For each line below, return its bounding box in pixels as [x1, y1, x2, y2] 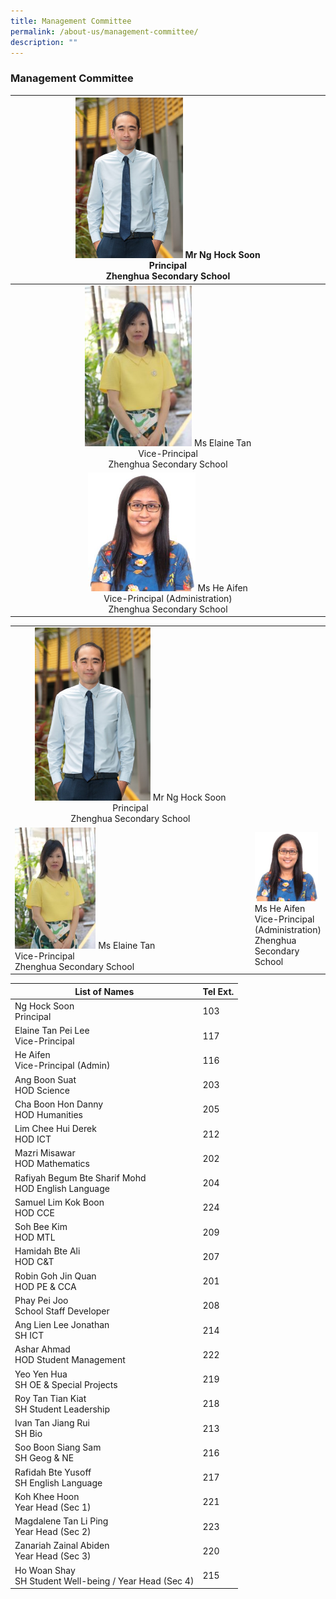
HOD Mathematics [14, 1158, 90, 1170]
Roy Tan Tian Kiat [14, 1392, 87, 1404]
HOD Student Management [14, 1354, 126, 1366]
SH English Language [14, 1476, 103, 1489]
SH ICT [14, 1330, 45, 1342]
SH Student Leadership [14, 1403, 111, 1415]
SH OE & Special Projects [14, 1378, 118, 1390]
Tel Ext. [202, 985, 235, 997]
